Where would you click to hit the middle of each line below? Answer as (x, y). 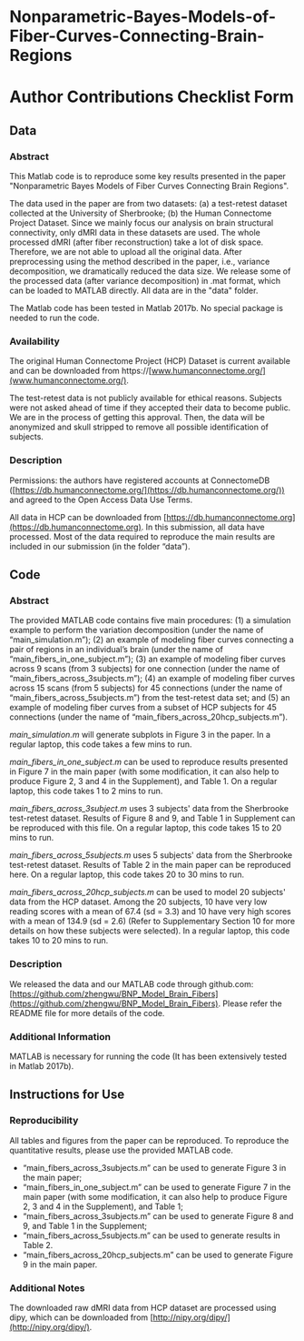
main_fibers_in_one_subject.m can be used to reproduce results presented (149, 762)
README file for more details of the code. (87, 1013)
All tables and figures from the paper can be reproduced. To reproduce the (149, 1140)
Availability (35, 341)
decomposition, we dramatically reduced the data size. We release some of (150, 271)
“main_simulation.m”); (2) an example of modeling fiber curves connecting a (152, 640)
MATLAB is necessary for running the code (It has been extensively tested (148, 1056)
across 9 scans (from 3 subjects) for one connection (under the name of (145, 669)
